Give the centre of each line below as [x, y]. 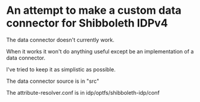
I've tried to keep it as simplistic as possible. [61, 69]
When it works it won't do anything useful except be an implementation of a [100, 51]
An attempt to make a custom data [94, 10]
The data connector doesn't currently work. [60, 40]
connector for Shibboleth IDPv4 [87, 23]
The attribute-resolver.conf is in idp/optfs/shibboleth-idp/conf [83, 92]
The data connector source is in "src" [53, 81]
